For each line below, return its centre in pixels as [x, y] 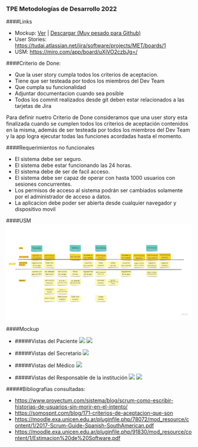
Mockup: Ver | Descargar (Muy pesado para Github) [78, 33]
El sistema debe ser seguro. [48, 159]
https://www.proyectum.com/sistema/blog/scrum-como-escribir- [94, 400]
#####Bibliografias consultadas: [46, 389]
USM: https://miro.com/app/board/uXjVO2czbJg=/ [76, 52]
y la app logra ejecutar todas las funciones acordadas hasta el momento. [94, 136]
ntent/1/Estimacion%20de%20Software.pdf [67, 438]
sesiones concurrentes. [43, 184]
